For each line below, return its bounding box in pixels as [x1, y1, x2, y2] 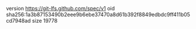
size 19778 [32, 17, 58, 24]
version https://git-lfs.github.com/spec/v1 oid [6, 5, 115, 12]
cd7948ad [6, 17, 31, 24]
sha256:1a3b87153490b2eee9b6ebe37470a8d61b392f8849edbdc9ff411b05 [6, 11, 190, 18]
